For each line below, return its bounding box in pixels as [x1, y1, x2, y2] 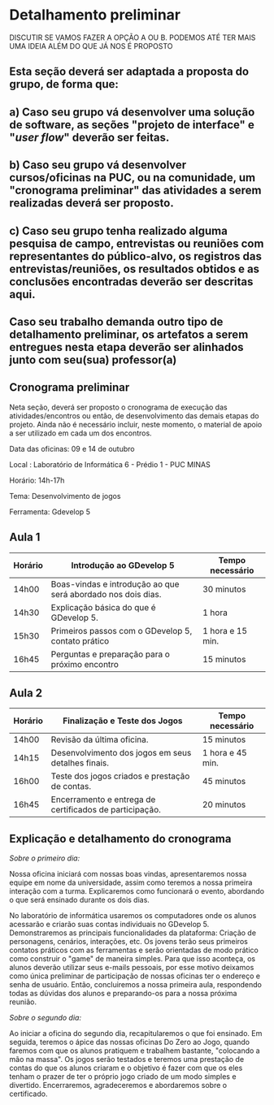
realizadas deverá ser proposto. [9, 197, 174, 210]
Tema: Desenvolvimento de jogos [9, 491, 121, 500]
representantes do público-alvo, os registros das [9, 249, 263, 263]
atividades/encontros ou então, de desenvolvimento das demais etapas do [9, 410, 259, 420]
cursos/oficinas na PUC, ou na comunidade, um [9, 171, 255, 184]
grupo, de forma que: [9, 77, 119, 91]
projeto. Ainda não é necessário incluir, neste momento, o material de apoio [9, 419, 263, 429]
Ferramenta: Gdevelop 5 [9, 506, 90, 517]
